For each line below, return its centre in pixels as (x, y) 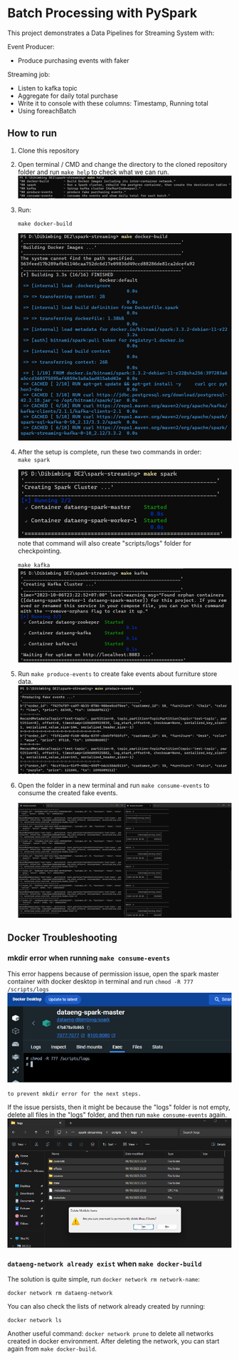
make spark (34, 460)
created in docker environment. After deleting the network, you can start (113, 1341)
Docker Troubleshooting (62, 938)
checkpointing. (39, 551)
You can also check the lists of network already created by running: (106, 1307)
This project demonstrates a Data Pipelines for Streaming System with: (111, 33)
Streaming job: (29, 74)
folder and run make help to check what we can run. (93, 172)
